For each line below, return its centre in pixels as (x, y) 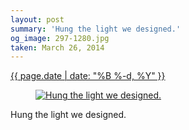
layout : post (37, 19)
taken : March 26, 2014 (57, 47)
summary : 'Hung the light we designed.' (96, 29)
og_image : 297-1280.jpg (60, 38)
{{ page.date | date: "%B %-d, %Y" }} (88, 76)
